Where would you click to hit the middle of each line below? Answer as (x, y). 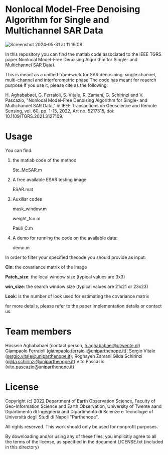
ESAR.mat (23, 189)
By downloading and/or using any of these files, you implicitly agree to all (81, 436)
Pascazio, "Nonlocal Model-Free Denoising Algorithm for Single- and (76, 100)
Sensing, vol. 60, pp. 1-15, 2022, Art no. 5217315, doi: (60, 111)
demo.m (21, 247)
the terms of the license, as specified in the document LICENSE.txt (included (84, 441)
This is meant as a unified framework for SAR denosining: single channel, (81, 74)
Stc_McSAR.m (27, 170)
